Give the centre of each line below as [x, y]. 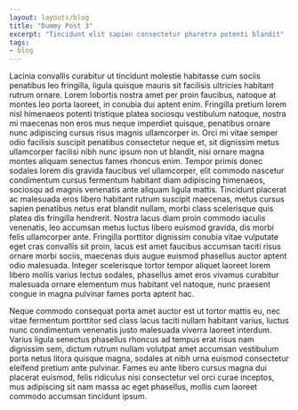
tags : [19, 42]
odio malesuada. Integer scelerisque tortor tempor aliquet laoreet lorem [140, 266]
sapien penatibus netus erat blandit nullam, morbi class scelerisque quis [141, 209]
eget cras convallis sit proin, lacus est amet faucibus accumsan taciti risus [145, 247]
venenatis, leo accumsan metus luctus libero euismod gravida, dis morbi [141, 227]
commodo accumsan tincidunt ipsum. [78, 397]
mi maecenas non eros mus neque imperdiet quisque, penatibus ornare [140, 123]
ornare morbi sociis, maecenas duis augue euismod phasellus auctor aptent [148, 256]
